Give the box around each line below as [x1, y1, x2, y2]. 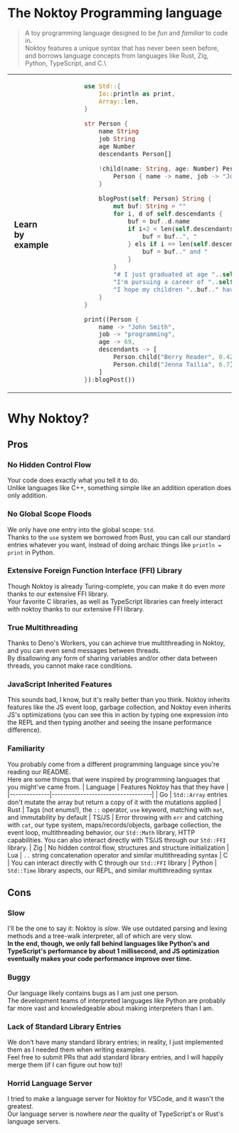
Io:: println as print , [98, 89, 176, 98]
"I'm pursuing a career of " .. [112, 278, 219, 286]
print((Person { [84, 315, 139, 323]
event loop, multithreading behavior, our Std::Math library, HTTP [7, 828, 196, 836]
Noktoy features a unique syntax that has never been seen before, [24, 44, 219, 52]
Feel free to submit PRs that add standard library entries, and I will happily [7, 1053, 224, 1062]
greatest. [7, 1102, 34, 1111]
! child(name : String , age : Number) [98, 164, 219, 173]
